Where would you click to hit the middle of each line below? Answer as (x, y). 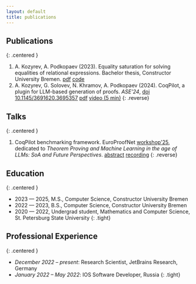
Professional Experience (52, 236)
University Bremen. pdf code (49, 79)
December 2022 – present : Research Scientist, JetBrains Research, (96, 262)
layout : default (26, 12)
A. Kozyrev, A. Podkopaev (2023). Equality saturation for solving (92, 67)
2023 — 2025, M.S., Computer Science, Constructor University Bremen (101, 199)
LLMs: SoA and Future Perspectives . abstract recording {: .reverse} (96, 155)
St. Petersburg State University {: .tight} (62, 218)
